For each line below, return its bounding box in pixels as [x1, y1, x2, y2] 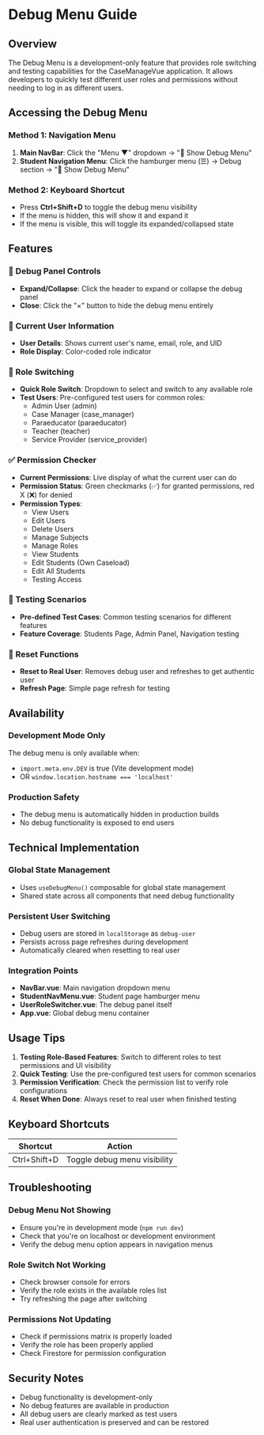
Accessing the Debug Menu [8, 106, 148, 119]
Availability [8, 706, 65, 720]
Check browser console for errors [19, 1278, 130, 1287]
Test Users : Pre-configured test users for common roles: [19, 393, 206, 403]
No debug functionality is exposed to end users [19, 818, 175, 827]
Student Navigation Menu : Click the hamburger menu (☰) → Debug [19, 156, 242, 165]
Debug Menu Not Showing [8, 1205, 111, 1216]
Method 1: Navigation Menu [8, 130, 116, 141]
